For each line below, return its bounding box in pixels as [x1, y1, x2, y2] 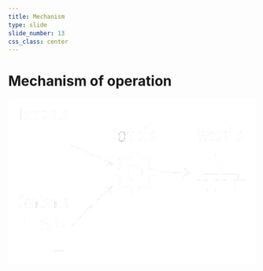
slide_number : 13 [8, 29, 65, 37]
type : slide [8, 20, 47, 29]
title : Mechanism [8, 13, 65, 20]
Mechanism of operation [8, 72, 172, 90]
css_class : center [8, 38, 69, 46]
